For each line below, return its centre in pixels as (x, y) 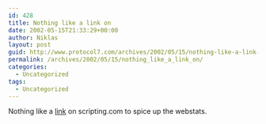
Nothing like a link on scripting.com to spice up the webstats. (108, 111)
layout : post (30, 45)
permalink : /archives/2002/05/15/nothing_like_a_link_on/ (106, 60)
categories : (28, 67)
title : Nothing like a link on (60, 23)
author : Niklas (33, 38)
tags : (17, 81)
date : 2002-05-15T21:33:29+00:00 (63, 30)
